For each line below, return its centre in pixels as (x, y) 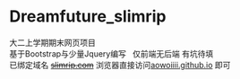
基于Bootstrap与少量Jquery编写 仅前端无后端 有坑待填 (111, 53)
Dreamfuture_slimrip (88, 17)
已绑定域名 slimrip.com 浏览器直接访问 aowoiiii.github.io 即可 (120, 65)
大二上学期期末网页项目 (52, 42)
